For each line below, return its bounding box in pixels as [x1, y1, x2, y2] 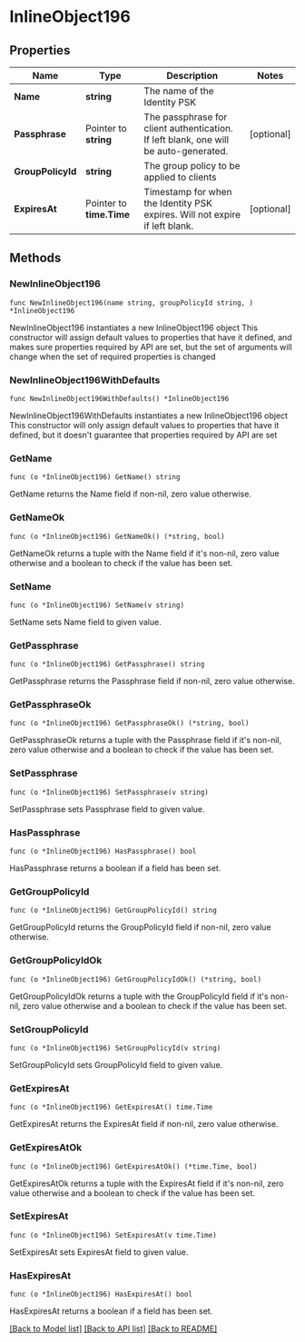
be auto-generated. [143, 145, 229, 157]
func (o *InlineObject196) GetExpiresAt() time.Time [9, 1102, 213, 1112]
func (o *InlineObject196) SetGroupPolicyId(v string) [9, 1043, 221, 1053]
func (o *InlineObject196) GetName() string [9, 473, 181, 482]
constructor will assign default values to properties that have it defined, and [9, 331, 292, 342]
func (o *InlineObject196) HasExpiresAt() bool [9, 1290, 193, 1299]
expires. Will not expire [143, 209, 241, 220]
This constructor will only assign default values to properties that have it [9, 419, 280, 430]
